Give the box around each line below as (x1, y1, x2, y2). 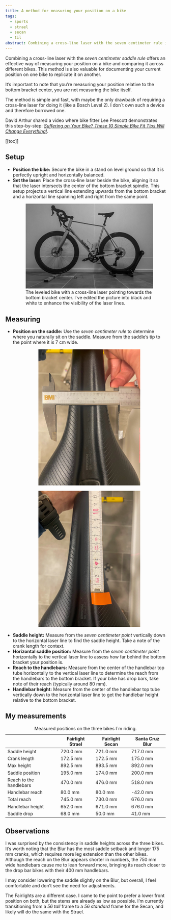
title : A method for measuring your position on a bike (5, 8, 126, 13)
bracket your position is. (12, 659, 64, 665)
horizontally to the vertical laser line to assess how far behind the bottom (12, 653, 165, 660)
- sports (10, 19, 28, 24)
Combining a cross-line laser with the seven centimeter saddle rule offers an (5, 55, 166, 61)
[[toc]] (5, 138, 19, 144)
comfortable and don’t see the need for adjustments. (5, 883, 116, 889)
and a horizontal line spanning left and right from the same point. (12, 193, 149, 199)
